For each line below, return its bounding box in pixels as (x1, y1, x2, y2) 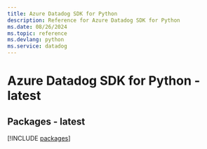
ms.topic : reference (7, 29, 68, 37)
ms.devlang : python (7, 36, 65, 43)
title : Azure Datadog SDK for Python (7, 10, 118, 17)
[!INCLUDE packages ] (7, 134, 71, 142)
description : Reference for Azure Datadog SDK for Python (7, 17, 180, 24)
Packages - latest (7, 115, 86, 127)
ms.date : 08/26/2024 (7, 23, 68, 30)
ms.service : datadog (7, 43, 68, 50)
